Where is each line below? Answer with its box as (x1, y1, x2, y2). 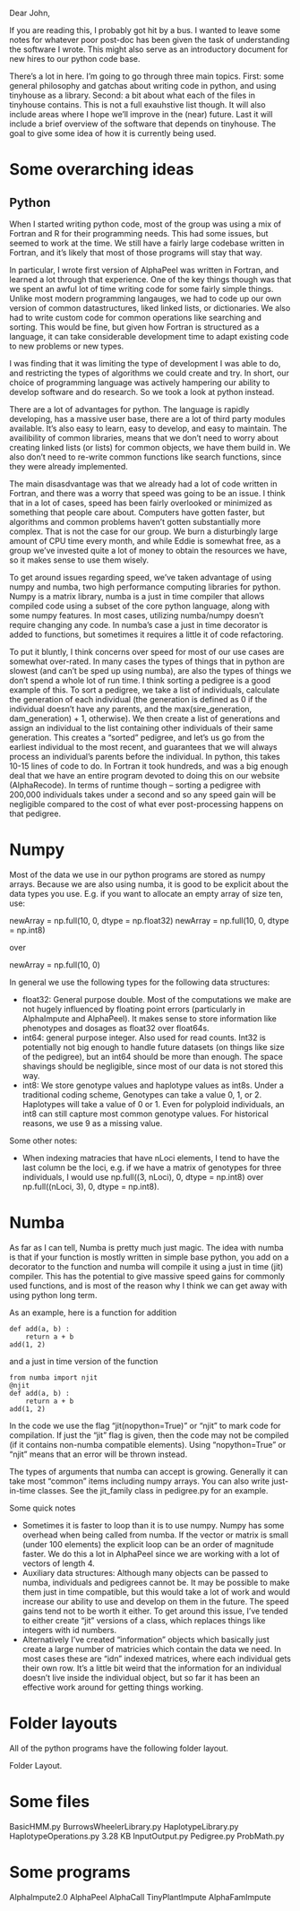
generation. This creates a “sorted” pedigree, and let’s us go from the (9, 732, 265, 743)
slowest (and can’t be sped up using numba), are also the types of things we (9, 666, 292, 676)
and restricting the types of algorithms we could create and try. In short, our (9, 367, 289, 378)
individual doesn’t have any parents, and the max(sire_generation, (9, 703, 253, 714)
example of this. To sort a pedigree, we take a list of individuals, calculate (9, 684, 280, 695)
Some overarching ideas (9, 159, 194, 180)
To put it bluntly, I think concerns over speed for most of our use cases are (9, 647, 285, 657)
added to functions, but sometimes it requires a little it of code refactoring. (9, 629, 284, 640)
